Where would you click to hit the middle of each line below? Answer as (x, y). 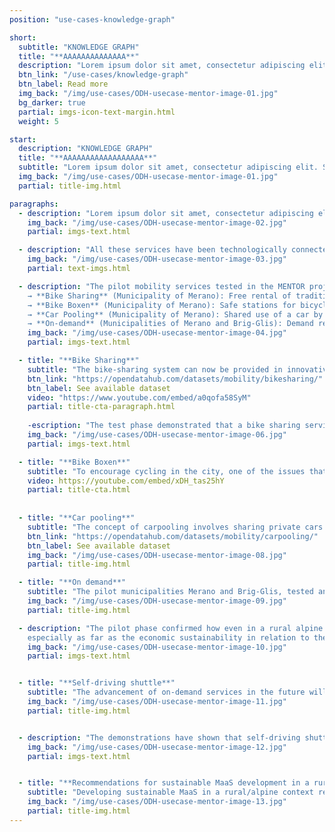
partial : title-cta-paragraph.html (101, 407)
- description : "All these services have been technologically (152, 250)
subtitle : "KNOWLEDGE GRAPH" (79, 47)
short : (23, 37)
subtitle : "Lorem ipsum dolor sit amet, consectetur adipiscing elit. (168, 167)
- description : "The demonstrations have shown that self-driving (159, 737)
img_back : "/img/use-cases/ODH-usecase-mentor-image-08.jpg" (157, 555)
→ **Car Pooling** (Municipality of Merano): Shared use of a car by (175, 314)
